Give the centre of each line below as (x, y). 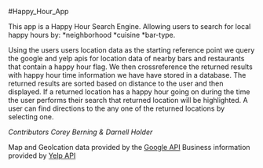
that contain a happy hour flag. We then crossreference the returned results (130, 67)
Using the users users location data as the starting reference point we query (131, 50)
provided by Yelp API (42, 155)
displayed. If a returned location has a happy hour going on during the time (129, 92)
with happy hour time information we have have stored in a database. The (127, 75)
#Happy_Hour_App (38, 11)
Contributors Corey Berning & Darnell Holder (80, 132)
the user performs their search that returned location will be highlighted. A (128, 100)
